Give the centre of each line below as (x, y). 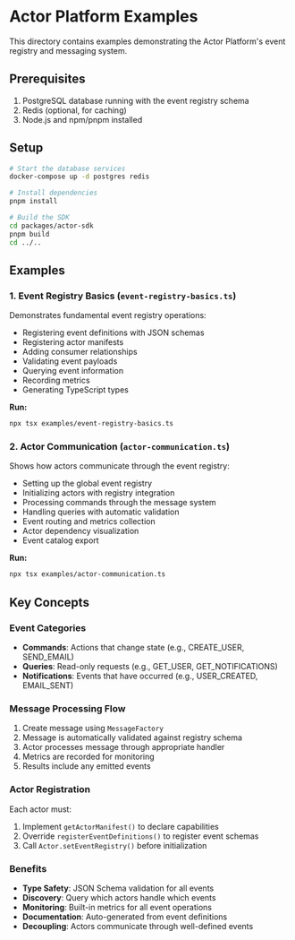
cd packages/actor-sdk (51, 226)
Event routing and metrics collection (88, 522)
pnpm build (29, 234)
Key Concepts (49, 602)
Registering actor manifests (73, 342)
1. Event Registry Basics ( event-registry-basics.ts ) (123, 296)
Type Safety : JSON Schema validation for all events (118, 888)
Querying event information (72, 371)
